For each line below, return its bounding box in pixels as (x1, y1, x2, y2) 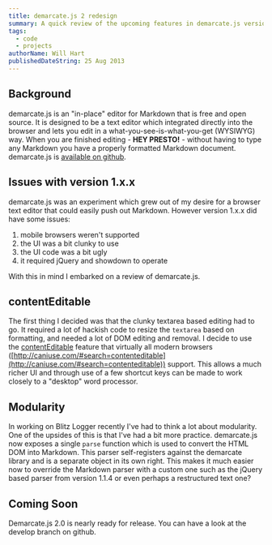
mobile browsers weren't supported (19, 230, 140, 239)
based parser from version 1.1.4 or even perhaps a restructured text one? (8, 474, 252, 483)
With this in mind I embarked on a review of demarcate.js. (8, 271, 201, 281)
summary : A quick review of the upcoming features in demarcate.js (8, 19, 241, 28)
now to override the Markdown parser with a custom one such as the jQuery (8, 465, 263, 474)
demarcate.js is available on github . (8, 152, 127, 161)
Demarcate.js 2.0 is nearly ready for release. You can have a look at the (8, 518, 247, 528)
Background (8, 87, 71, 101)
